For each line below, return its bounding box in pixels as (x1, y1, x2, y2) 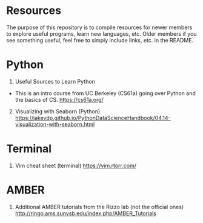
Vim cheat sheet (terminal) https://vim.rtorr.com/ (15, 162, 136, 169)
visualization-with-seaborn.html (15, 121, 95, 128)
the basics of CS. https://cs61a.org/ (15, 96, 104, 103)
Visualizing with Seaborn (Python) (15, 107, 101, 115)
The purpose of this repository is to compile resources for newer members (6, 24, 193, 31)
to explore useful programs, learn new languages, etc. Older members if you (6, 30, 197, 37)
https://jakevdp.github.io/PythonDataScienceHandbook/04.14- (15, 114, 171, 121)
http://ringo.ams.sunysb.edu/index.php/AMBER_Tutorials (15, 210, 156, 217)
